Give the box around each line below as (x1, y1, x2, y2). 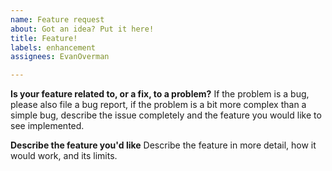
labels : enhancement (10, 42, 97, 53)
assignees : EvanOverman (10, 52, 110, 62)
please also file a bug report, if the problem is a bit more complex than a (10, 99, 307, 111)
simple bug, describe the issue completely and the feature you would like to (10, 109, 322, 121)
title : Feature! (10, 33, 78, 43)
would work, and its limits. (10, 150, 118, 162)
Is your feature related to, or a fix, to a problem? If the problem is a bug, (10, 88, 310, 100)
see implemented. (10, 120, 85, 132)
